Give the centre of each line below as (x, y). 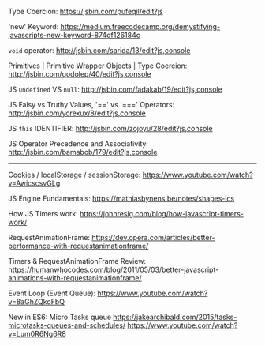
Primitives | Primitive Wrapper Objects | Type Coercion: (98, 66)
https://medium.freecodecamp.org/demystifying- (140, 26)
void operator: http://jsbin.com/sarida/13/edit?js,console (99, 50)
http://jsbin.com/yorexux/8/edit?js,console (77, 113)
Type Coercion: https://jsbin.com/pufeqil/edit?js (86, 11)
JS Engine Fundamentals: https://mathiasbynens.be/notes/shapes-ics (121, 198)
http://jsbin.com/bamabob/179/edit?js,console (83, 152)
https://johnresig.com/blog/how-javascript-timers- (162, 214)
